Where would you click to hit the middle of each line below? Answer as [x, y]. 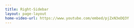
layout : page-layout [26, 14]
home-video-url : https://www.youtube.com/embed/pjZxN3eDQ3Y [67, 18]
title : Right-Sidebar [27, 9]
